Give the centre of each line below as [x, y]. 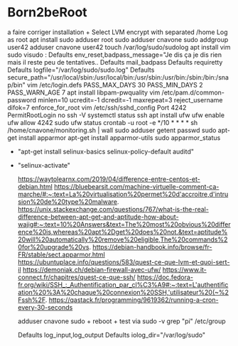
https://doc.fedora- [166, 277]
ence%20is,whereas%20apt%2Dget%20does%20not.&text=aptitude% [123, 232]
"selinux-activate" [44, 165]
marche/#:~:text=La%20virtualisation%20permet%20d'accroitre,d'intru [123, 194]
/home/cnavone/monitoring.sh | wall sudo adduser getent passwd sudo [112, 130]
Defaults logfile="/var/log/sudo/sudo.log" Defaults [81, 70]
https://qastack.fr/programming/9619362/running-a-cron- [134, 300]
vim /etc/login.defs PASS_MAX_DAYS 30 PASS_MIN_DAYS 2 [115, 85]
